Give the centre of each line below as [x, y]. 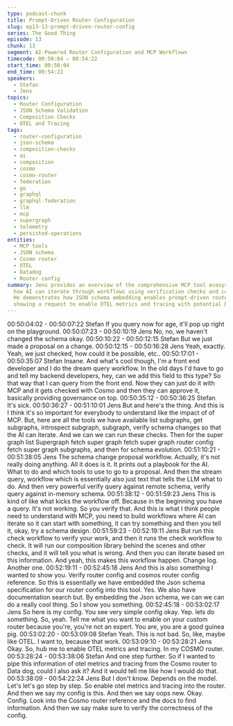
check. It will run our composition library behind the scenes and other [106, 545]
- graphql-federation [45, 201]
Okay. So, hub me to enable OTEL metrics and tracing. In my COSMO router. [116, 649]
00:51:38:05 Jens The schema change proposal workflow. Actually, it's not [114, 457]
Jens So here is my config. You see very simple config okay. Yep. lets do [111, 612]
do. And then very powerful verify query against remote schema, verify [109, 486]
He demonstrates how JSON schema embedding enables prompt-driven [111, 298]
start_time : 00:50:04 [38, 65]
